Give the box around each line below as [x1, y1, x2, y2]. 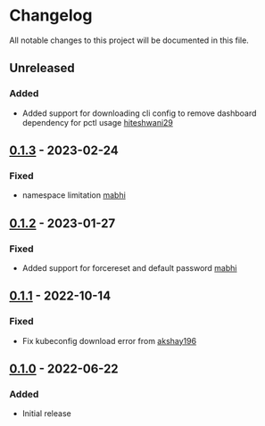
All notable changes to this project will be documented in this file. [9, 35, 250, 45]
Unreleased [9, 61, 76, 76]
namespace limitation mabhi [21, 190, 127, 201]
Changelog [9, 5, 93, 26]
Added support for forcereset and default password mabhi [21, 263, 237, 273]
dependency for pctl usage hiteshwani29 [21, 117, 174, 127]
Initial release [21, 408, 71, 419]
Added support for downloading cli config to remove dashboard [21, 108, 257, 119]
